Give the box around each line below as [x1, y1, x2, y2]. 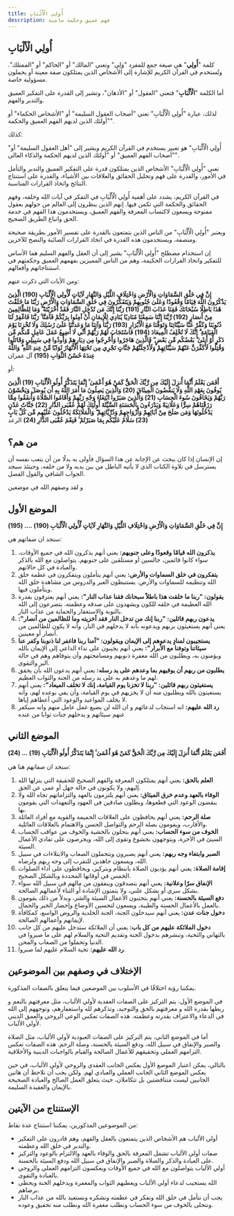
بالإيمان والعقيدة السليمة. [8, 1082, 72, 1091]
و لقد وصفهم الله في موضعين [8, 483, 84, 492]
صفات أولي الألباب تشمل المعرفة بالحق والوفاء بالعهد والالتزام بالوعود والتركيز [17, 1149, 218, 1157]
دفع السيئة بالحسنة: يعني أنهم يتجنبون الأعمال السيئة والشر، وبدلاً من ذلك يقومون [17, 893, 224, 902]
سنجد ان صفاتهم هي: [8, 535, 62, 543]
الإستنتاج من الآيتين [8, 1102, 79, 1114]
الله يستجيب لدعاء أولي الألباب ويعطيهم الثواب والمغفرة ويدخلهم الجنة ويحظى [17, 1179, 217, 1187]
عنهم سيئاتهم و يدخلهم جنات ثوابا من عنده [17, 710, 125, 718]
